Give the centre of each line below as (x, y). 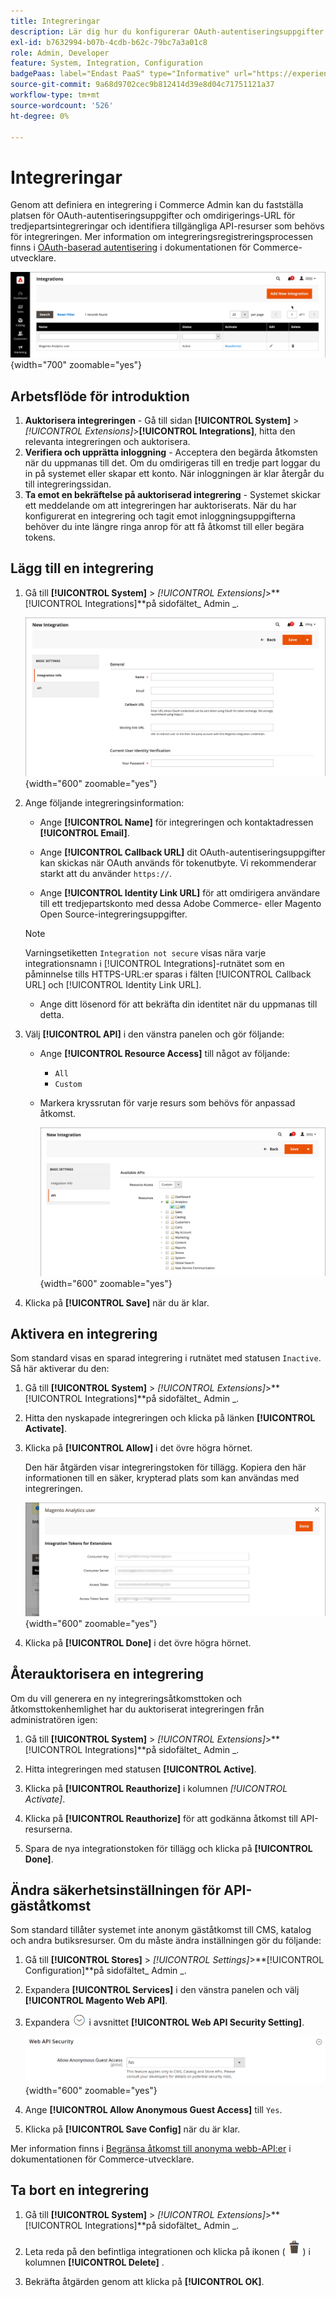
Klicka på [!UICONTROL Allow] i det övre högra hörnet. (138, 1448)
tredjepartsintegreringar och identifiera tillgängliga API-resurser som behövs (167, 226)
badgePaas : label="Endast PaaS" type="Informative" (120, 74)
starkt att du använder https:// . (106, 874)
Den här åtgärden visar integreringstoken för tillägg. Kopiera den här (165, 1467)
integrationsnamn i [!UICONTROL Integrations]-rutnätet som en (154, 964)
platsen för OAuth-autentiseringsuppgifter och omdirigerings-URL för (153, 216)
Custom (68, 1085)
